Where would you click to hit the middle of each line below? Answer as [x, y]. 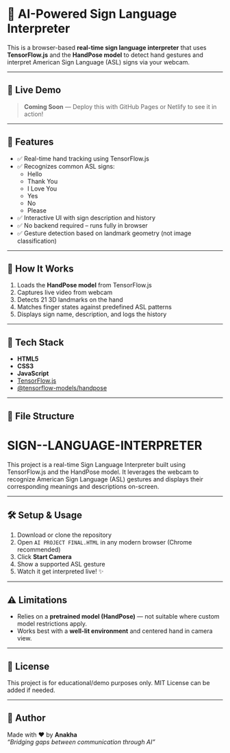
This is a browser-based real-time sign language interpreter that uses [107, 47]
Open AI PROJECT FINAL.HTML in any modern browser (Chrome [104, 542]
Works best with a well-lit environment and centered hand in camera [115, 631]
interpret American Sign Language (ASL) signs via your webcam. [99, 62]
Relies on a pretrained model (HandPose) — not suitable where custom [118, 617]
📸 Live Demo [34, 90]
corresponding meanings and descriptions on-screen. [83, 486]
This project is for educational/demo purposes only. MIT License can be [108, 682]
